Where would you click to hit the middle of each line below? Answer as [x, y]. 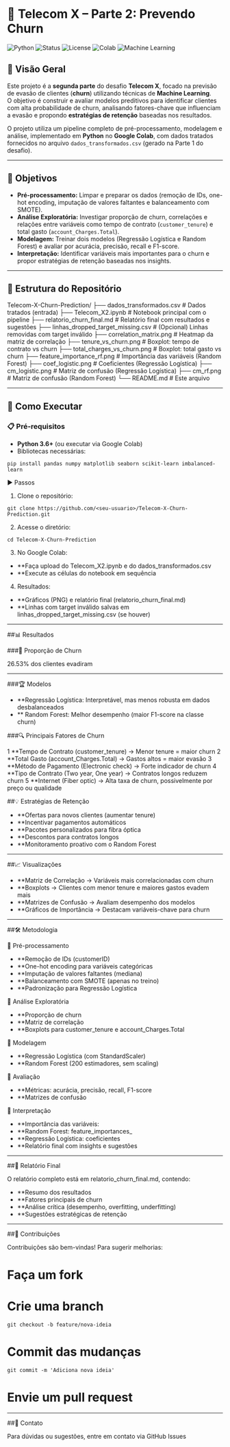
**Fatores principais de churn [60, 1200]
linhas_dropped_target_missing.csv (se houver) [84, 615]
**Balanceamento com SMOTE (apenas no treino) [88, 981]
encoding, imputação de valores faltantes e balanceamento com [119, 202]
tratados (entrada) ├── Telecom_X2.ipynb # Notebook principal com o [107, 313]
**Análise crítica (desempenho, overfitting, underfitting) [97, 1207]
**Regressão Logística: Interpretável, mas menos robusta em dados [113, 700]
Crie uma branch [55, 1306]
